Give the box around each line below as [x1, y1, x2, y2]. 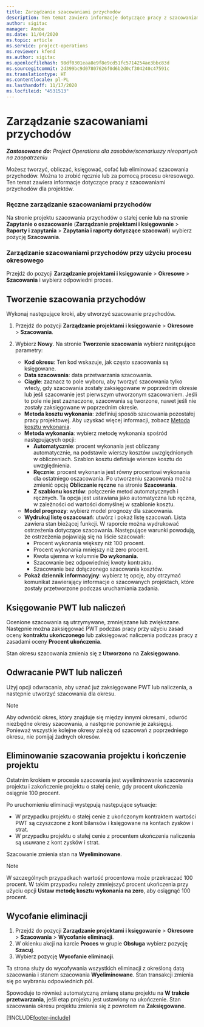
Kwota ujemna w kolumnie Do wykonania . [33, 552, 138, 560]
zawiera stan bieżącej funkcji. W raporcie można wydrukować [24, 520, 179, 527]
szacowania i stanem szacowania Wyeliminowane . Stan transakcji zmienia [6, 971, 194, 978]
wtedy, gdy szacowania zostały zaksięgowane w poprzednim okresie [24, 385, 197, 392]
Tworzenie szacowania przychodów [6, 294, 146, 304]
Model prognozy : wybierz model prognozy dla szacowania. [24, 507, 174, 515]
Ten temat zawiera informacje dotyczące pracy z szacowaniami [6, 178, 166, 186]
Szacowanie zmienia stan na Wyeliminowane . [6, 850, 123, 858]
